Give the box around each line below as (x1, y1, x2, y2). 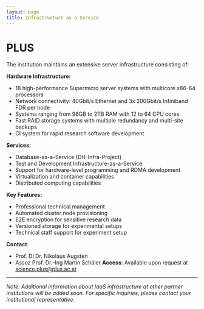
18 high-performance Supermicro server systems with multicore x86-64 (15, 85, 196, 92)
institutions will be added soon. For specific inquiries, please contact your (6, 289, 191, 297)
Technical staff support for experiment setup (15, 229, 127, 236)
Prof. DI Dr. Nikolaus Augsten (15, 252, 88, 260)
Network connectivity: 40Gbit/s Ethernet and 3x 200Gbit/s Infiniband (15, 98, 188, 105)
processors (15, 91, 44, 98)
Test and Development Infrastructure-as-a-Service (15, 160, 143, 168)
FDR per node (15, 104, 50, 112)
